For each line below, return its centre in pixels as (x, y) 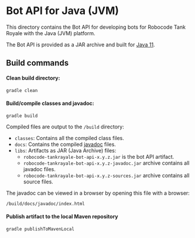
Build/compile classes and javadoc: (50, 103)
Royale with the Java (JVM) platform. (51, 33)
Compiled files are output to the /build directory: (65, 127)
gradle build (22, 115)
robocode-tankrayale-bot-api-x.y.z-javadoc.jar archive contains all (106, 163)
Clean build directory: (33, 78)
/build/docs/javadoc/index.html (45, 203)
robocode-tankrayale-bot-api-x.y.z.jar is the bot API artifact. (99, 157)
